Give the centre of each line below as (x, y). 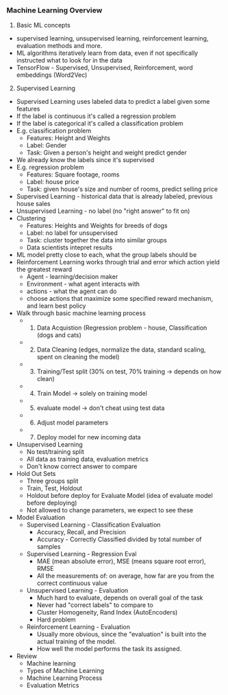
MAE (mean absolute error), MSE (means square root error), (121, 561)
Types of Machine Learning (65, 671)
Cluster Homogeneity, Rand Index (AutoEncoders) (107, 613)
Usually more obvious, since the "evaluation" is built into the (122, 635)
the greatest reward (44, 269)
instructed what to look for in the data (69, 60)
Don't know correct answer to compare (82, 466)
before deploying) (52, 503)
